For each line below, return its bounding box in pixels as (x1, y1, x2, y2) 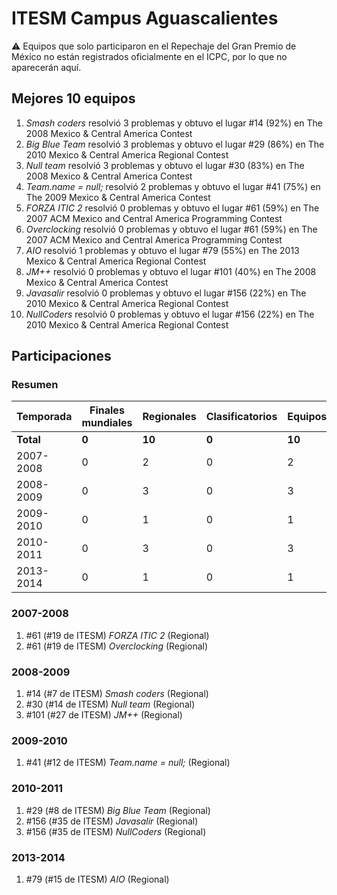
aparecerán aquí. (11, 61, 82, 73)
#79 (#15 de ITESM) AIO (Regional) (25, 873, 170, 885)
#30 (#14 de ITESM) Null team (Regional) (25, 698, 196, 711)
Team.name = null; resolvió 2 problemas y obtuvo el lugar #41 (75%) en (25, 180, 321, 192)
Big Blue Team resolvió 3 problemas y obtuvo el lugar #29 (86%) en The (25, 138, 325, 150)
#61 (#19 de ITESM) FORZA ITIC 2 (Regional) (25, 629, 210, 641)
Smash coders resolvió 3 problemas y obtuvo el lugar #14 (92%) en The (25, 117, 323, 129)
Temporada (16, 410, 73, 424)
